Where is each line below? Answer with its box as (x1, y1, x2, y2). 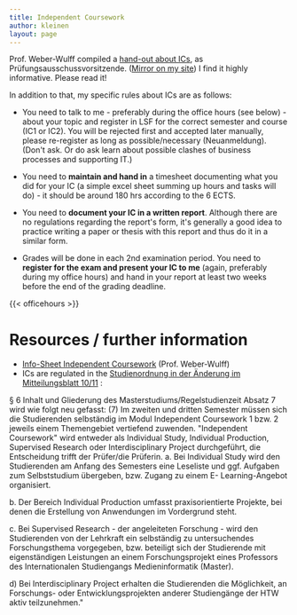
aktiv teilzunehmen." (9, 597, 84, 608)
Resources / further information (9, 329, 248, 350)
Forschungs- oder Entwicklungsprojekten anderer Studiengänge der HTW (9, 587, 279, 599)
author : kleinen (9, 21, 69, 30)
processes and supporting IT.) (21, 154, 133, 165)
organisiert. (9, 480, 51, 491)
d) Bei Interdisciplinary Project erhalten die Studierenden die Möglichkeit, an (9, 579, 287, 589)
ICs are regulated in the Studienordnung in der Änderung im (21, 368, 241, 379)
